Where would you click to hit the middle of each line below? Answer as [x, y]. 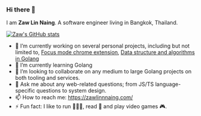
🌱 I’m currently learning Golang [53, 65]
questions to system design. [71, 91]
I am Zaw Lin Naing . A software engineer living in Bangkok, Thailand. [92, 23]
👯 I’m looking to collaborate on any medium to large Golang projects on [103, 72]
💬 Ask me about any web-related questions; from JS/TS [84, 84]
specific [25, 91]
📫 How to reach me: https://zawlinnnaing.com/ [74, 97]
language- [168, 84]
